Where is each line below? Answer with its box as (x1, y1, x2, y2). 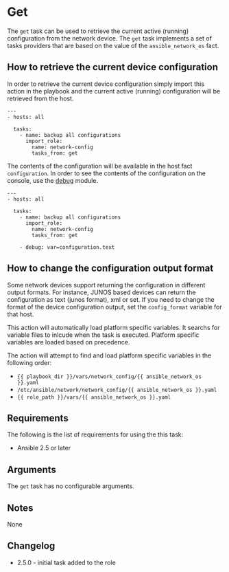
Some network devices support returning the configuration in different (7, 280, 206, 289)
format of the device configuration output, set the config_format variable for (7, 302, 222, 311)
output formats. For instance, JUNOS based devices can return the (7, 288, 196, 296)
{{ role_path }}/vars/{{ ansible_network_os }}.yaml (16, 393, 171, 401)
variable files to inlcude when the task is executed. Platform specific (7, 331, 200, 339)
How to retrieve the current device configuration (7, 61, 218, 73)
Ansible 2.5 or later (16, 444, 71, 452)
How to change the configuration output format (7, 263, 214, 274)
